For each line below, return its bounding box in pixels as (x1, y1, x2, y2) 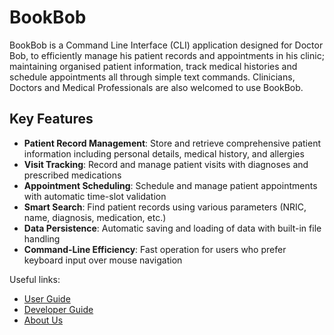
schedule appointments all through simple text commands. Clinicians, (9, 71, 296, 83)
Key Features (9, 111, 94, 128)
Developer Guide (23, 303, 94, 315)
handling (23, 232, 61, 245)
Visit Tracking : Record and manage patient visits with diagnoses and (23, 158, 309, 170)
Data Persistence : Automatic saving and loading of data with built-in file (23, 222, 322, 234)
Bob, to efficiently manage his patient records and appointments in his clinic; (9, 49, 325, 61)
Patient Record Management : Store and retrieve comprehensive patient (23, 137, 321, 149)
